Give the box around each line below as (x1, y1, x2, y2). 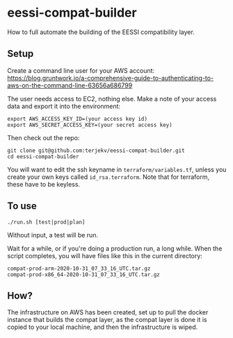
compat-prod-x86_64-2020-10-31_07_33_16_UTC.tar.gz (7, 271, 160, 278)
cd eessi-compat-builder (7, 153, 79, 160)
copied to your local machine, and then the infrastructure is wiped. (7, 323, 198, 331)
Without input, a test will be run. (7, 230, 99, 239)
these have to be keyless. (7, 180, 81, 188)
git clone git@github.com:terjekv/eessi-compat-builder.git (7, 147, 186, 154)
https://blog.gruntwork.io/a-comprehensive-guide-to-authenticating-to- (7, 74, 214, 82)
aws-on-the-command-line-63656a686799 (7, 81, 133, 90)
